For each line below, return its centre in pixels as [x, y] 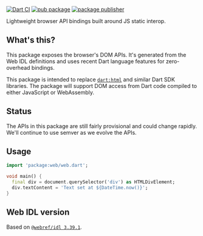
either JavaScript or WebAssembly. [50, 92]
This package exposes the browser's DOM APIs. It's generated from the [96, 55]
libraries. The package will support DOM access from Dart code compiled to [102, 86]
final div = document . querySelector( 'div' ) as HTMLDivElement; [93, 182]
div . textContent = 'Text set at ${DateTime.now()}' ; [80, 188]
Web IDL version [38, 212]
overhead [18, 67]
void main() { [24, 177]
